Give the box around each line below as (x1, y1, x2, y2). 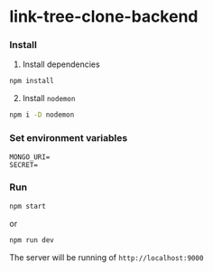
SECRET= (9, 160, 39, 169)
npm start (9, 202, 47, 211)
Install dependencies (22, 59, 101, 70)
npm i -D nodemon (9, 110, 75, 119)
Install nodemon (22, 93, 76, 104)
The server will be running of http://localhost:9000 (9, 251, 204, 263)
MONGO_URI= (9, 152, 51, 162)
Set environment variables (9, 132, 128, 145)
